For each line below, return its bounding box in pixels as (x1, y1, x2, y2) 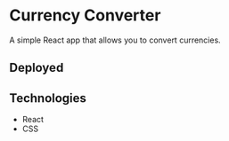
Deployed (9, 60, 64, 75)
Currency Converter (9, 5, 161, 26)
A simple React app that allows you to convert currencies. (9, 35, 221, 45)
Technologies (9, 90, 87, 106)
